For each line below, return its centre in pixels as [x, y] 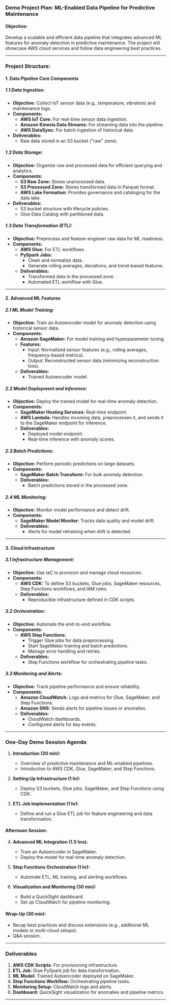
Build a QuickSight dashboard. [52, 897]
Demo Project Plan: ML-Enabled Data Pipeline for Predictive [80, 8]
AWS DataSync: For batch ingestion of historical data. [77, 130]
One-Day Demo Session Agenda [46, 742]
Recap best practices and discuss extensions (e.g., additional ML [81, 925]
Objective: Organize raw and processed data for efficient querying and [87, 165]
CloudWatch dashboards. [54, 719]
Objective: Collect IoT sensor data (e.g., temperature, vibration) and [84, 103]
